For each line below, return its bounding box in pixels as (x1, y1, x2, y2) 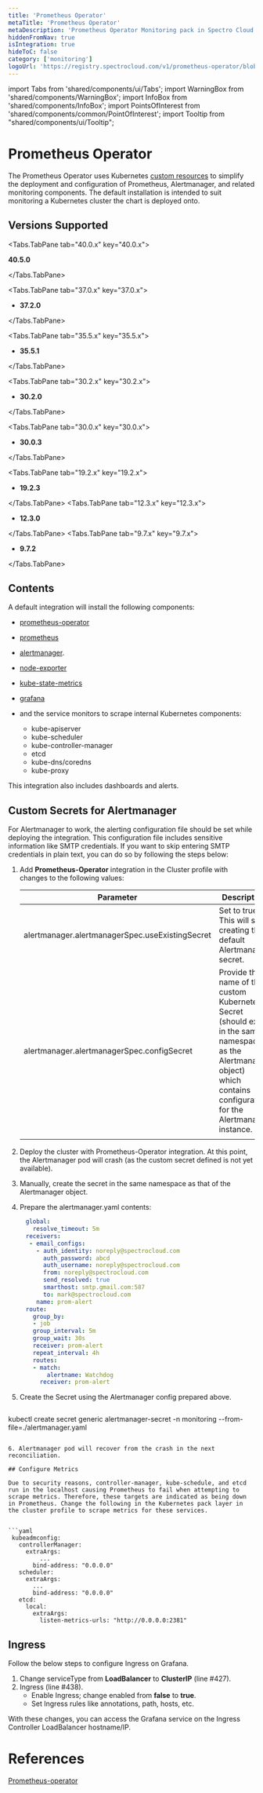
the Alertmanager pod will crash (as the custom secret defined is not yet (19, 1156, 253, 1165)
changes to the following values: (19, 873, 124, 883)
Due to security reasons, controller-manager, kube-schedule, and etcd (8, 1479, 247, 1488)
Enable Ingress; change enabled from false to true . (31, 1691, 196, 1700)
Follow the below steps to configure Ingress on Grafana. (8, 1659, 189, 1668)
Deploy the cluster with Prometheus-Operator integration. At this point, (19, 1147, 248, 1156)
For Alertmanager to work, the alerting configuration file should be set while (8, 825, 253, 834)
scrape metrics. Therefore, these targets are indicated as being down (8, 1493, 247, 1501)
